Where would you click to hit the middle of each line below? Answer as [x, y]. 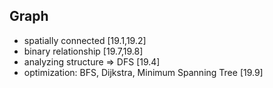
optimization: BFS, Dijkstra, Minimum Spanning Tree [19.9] [143, 72]
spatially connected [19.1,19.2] [85, 40]
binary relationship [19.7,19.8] [83, 51]
